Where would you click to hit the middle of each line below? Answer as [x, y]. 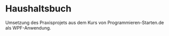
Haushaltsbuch [38, 9]
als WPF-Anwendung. [28, 27]
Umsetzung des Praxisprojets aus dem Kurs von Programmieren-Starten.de [85, 22]
